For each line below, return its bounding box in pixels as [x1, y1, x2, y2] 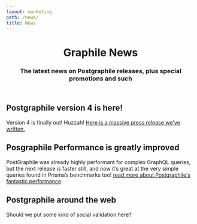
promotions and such [68, 74, 133, 83]
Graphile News [63, 46, 138, 59]
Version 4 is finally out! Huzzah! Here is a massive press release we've [6, 119, 181, 126]
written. [6, 125, 25, 132]
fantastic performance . [6, 177, 63, 184]
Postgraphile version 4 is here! [6, 103, 123, 113]
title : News [6, 20, 36, 26]
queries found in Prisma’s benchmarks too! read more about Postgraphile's [6, 171, 191, 178]
